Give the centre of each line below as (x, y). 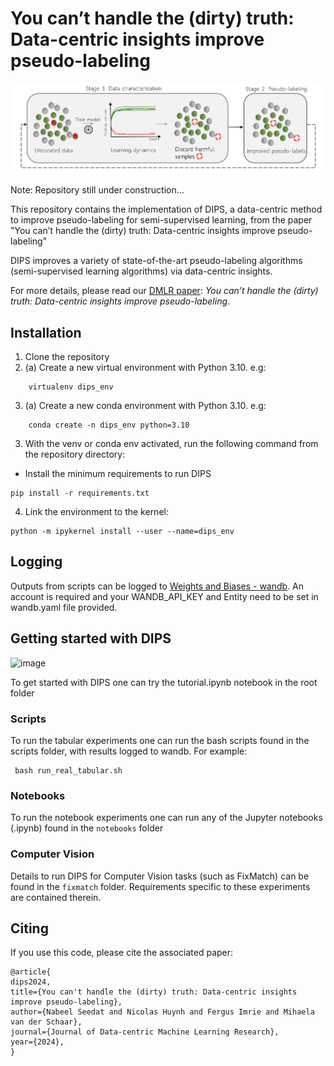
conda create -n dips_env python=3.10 (109, 425)
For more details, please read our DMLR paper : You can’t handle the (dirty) (164, 291)
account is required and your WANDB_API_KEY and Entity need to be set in (164, 596)
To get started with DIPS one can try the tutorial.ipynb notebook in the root (164, 682)
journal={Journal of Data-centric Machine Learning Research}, (145, 1032)
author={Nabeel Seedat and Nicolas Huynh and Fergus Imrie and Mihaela (162, 1012)
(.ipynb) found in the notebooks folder (87, 828)
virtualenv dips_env (71, 387)
